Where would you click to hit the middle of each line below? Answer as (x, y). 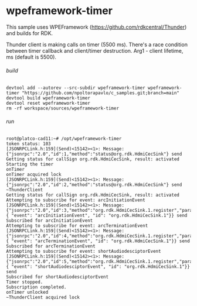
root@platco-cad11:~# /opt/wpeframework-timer (64, 139)
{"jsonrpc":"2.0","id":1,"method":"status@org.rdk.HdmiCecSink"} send (94, 154)
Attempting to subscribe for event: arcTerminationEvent (77, 226)
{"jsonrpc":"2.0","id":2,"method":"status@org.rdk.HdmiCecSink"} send (94, 185)
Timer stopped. (25, 282)
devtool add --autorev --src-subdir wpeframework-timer (76, 88)
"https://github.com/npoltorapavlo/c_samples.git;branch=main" (101, 93)
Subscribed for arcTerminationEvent (51, 246)
